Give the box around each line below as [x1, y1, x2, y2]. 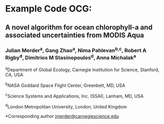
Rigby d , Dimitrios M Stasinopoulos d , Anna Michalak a [5, 53, 136, 61]
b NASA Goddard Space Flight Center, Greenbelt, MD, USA [5, 81, 126, 88]
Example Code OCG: [5, 3, 92, 15]
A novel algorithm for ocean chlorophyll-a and [5, 23, 152, 32]
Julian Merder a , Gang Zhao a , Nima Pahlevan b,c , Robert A [5, 46, 147, 54]
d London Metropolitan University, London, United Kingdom [5, 102, 127, 109]
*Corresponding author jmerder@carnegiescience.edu [5, 113, 119, 119]
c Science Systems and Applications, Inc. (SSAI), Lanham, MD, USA [5, 92, 144, 99]
